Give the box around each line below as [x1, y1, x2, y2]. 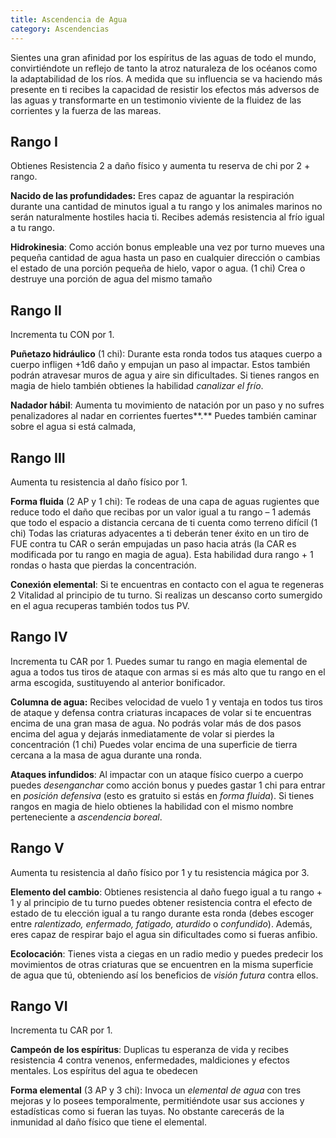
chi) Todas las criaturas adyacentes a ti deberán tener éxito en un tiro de [10, 527, 310, 539]
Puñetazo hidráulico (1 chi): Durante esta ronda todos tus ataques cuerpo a [10, 348, 323, 360]
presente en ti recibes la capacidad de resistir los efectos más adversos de [10, 83, 320, 95]
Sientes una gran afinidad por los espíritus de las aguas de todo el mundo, [10, 51, 317, 63]
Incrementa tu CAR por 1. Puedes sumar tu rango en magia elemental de [10, 655, 308, 667]
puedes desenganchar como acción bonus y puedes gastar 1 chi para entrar [10, 779, 326, 791]
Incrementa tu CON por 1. [10, 329, 115, 341]
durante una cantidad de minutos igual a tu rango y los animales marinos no [10, 201, 323, 213]
